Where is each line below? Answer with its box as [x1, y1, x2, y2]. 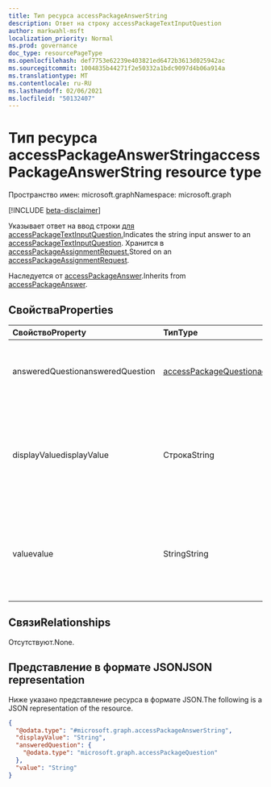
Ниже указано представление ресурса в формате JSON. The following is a [8, 694, 262, 704]
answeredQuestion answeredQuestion [12, 366, 156, 377]
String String [163, 548, 209, 559]
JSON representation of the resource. [8, 703, 134, 713]
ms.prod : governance [8, 42, 78, 50]
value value [12, 548, 54, 559]
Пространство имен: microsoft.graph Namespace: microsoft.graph [8, 190, 231, 200]
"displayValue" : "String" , [15, 734, 106, 742]
